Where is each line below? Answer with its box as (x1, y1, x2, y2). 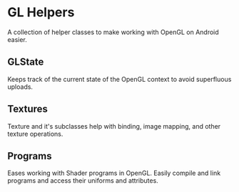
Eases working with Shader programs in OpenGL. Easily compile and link (7, 169, 221, 178)
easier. (7, 35, 27, 43)
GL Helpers (7, 4, 75, 21)
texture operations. (7, 129, 63, 138)
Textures (7, 103, 49, 115)
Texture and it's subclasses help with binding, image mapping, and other (7, 122, 221, 130)
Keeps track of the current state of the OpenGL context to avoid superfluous (7, 75, 232, 83)
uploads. (7, 82, 34, 91)
